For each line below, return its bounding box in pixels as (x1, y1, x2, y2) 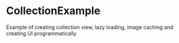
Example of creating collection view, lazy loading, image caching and (6, 24, 174, 31)
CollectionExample (6, 4, 101, 18)
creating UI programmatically (6, 29, 77, 37)
